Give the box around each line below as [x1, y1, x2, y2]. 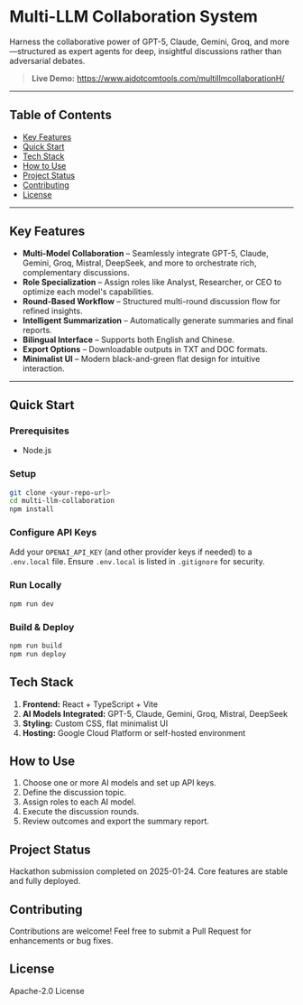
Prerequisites [9, 424, 69, 437]
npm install [9, 505, 54, 514]
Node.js [22, 445, 52, 456]
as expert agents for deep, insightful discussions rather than [58, 45, 282, 56]
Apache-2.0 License [9, 985, 85, 996]
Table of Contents [9, 107, 113, 123]
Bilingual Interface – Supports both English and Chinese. [22, 334, 234, 345]
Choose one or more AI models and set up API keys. [22, 777, 216, 788]
